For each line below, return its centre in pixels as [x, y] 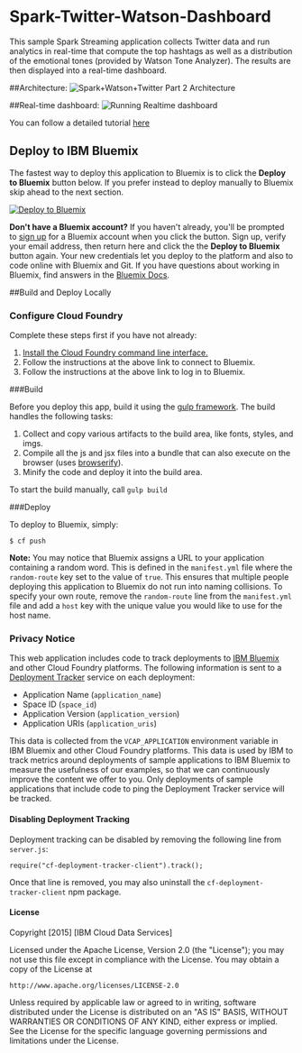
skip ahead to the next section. [67, 192]
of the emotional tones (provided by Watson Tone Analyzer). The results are [150, 60]
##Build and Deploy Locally [60, 292]
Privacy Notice [42, 638]
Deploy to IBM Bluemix [74, 151]
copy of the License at [51, 969]
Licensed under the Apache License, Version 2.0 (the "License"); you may [147, 949]
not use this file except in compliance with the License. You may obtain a [144, 959]
